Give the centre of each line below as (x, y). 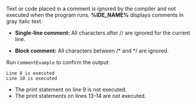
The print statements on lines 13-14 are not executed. (80, 96)
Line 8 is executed (30, 73)
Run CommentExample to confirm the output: (58, 62)
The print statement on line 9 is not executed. (71, 89)
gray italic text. (24, 21)
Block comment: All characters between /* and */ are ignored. (92, 51)
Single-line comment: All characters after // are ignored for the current (102, 33)
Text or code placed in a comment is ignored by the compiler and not (91, 9)
